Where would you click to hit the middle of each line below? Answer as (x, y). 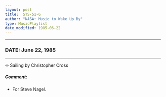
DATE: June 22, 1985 (30, 50)
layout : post (19, 10)
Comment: (16, 77)
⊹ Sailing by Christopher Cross (37, 65)
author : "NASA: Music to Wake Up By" (44, 19)
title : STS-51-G (23, 14)
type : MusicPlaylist (26, 24)
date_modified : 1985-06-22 (33, 28)
